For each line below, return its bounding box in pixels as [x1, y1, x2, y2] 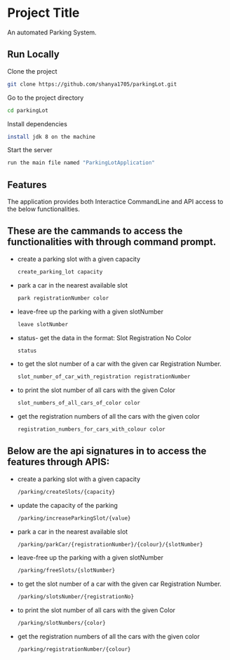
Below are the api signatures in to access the [7, 445, 207, 457]
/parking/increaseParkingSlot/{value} [17, 514, 131, 522]
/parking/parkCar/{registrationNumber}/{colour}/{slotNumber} [17, 541, 203, 548]
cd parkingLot [7, 107, 49, 114]
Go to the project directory [7, 93, 84, 102]
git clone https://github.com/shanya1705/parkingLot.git [7, 81, 177, 88]
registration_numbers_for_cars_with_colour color [17, 426, 166, 433]
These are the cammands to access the [7, 225, 183, 237]
